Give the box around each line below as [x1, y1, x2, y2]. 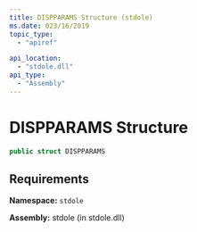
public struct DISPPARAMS [9, 146, 105, 156]
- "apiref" [17, 37, 58, 47]
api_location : [9, 54, 62, 63]
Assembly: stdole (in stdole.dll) [9, 212, 125, 223]
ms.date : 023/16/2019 [9, 21, 90, 30]
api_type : [9, 70, 46, 80]
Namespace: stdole [9, 195, 84, 206]
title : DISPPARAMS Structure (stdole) [9, 12, 153, 22]
